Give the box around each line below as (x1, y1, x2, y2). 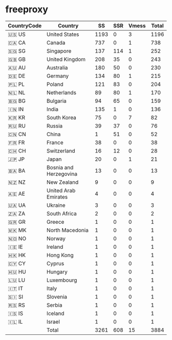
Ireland (47, 243, 63, 250)
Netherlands (47, 89, 77, 96)
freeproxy (5, 4, 49, 15)
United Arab (47, 187, 76, 194)
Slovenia (47, 293, 68, 300)
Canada (47, 39, 66, 46)
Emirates (47, 193, 68, 200)
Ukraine (47, 201, 66, 208)
